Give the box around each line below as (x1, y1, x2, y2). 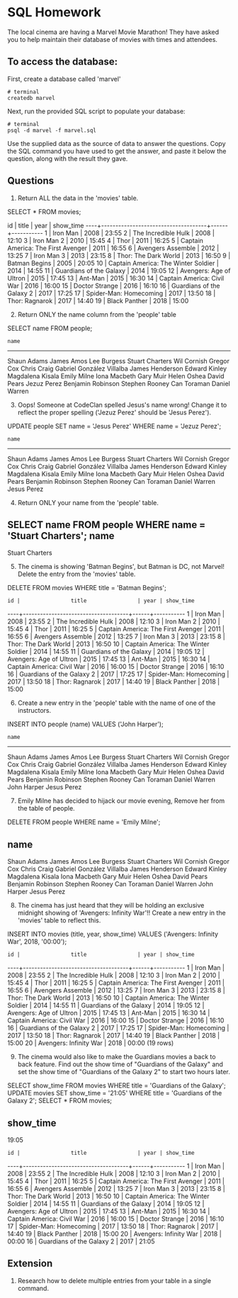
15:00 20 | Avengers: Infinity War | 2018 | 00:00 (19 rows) (7, 1039, 174, 1047)
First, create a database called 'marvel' (7, 74, 122, 83)
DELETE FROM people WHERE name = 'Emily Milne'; (7, 818, 161, 826)
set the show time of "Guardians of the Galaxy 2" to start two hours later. (17, 1068, 230, 1076)
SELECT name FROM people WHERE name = (7, 519, 206, 531)
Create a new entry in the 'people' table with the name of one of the (17, 699, 216, 707)
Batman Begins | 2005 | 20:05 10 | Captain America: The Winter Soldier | (7, 259, 220, 267)
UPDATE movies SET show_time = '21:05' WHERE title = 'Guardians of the (7, 1089, 222, 1097)
